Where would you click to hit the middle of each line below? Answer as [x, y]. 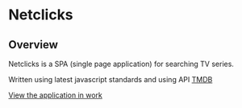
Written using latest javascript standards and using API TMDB [111, 79]
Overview [33, 45]
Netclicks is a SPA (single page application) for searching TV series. [121, 64]
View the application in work [56, 95]
